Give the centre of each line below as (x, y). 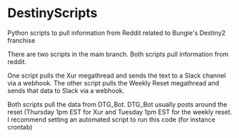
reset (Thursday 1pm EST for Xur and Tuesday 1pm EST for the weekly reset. (120, 112)
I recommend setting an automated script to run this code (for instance (111, 120)
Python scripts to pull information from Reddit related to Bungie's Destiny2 (117, 33)
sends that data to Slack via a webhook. (66, 90)
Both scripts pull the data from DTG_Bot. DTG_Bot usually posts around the (117, 104)
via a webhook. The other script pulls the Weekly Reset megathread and (113, 83)
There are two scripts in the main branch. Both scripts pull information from (118, 54)
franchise (21, 40)
